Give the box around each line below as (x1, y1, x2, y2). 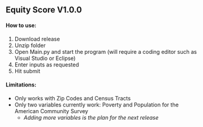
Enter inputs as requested (14, 60, 80, 68)
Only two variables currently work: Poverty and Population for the (14, 101, 179, 108)
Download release (14, 35, 60, 42)
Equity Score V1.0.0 (5, 5, 83, 15)
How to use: (5, 21, 37, 29)
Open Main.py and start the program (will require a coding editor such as (14, 48, 197, 55)
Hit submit (14, 67, 41, 74)
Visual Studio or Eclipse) (14, 54, 76, 62)
